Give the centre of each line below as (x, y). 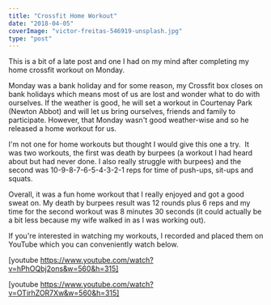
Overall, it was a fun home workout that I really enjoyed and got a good (126, 194)
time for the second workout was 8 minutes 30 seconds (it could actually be (135, 212)
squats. (21, 179)
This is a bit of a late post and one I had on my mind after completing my (129, 61)
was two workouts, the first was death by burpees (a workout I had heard (131, 153)
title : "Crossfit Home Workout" (63, 16)
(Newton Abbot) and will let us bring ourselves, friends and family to (122, 112)
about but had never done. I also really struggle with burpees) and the (125, 162)
